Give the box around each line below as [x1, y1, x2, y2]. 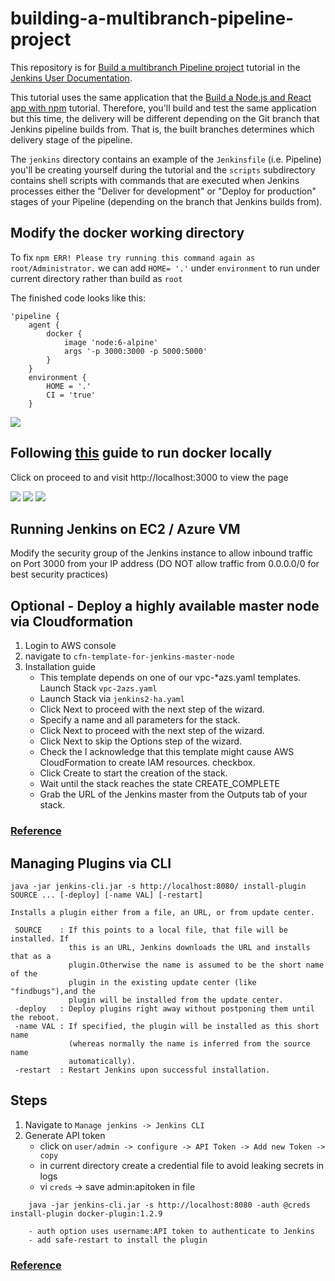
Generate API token [24, 1129, 106, 1141]
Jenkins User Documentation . [10, 72, 133, 84]
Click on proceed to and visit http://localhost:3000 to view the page [10, 471, 289, 483]
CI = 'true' [46, 390, 97, 400]
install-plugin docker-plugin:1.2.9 [10, 1208, 163, 1219]
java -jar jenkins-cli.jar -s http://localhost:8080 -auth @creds [28, 1200, 311, 1210]
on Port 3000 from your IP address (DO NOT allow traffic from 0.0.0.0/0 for [10, 558, 320, 570]
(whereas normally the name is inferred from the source [68, 1038, 311, 1049]
